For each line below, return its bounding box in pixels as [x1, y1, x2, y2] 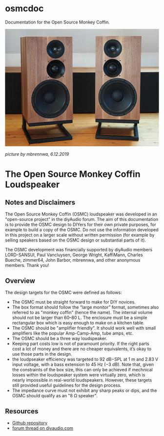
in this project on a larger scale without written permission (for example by [5, 232, 155, 238]
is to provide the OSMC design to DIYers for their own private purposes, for [5, 221, 156, 228]
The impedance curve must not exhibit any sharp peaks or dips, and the [12, 388, 157, 393]
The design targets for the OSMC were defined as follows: [5, 290, 122, 295]
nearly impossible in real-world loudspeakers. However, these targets [12, 377, 152, 383]
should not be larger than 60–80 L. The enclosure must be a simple [12, 315, 147, 321]
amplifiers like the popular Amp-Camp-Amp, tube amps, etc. [12, 330, 134, 336]
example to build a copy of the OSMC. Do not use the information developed [5, 227, 159, 233]
